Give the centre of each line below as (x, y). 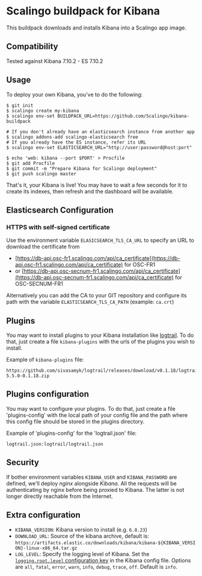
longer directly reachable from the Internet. (60, 496)
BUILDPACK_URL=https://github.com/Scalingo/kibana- (123, 116)
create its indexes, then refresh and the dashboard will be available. (90, 191)
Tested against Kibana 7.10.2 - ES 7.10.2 (55, 61)
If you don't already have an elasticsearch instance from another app (103, 132)
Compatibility (32, 47)
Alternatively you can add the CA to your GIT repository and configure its (96, 296)
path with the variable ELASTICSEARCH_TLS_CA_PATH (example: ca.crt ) (90, 302)
